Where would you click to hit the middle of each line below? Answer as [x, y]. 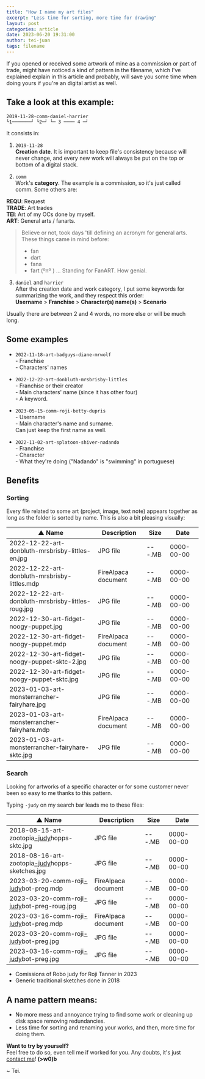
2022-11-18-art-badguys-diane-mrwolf [63, 355]
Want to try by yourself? [38, 1046]
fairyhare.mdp [30, 730]
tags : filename [26, 47]
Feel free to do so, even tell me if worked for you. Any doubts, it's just [94, 1053]
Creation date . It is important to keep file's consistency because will [101, 151]
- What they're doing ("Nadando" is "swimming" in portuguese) [95, 461]
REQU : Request [26, 201]
